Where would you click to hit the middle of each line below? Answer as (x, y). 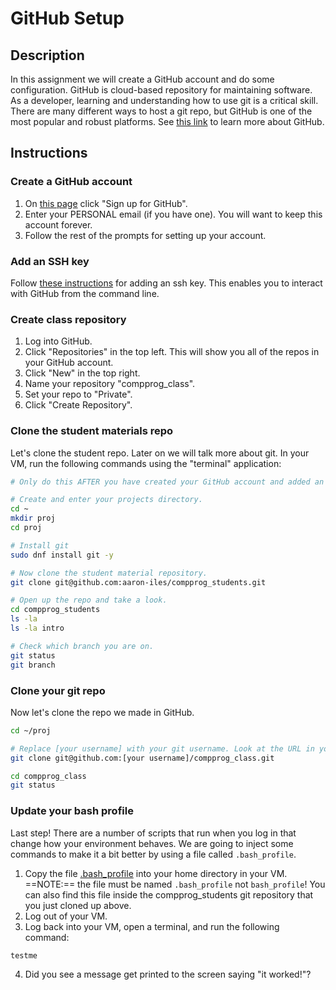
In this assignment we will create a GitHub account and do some (142, 79)
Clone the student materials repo (92, 431)
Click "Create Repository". (78, 405)
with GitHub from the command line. (85, 293)
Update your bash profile (72, 811)
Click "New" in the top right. (82, 373)
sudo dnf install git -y (62, 555)
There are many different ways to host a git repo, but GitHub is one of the (161, 111)
